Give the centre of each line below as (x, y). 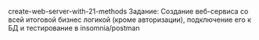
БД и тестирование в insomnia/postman (74, 28)
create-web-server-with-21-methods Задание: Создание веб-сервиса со (128, 11)
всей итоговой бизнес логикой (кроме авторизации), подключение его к (130, 20)
